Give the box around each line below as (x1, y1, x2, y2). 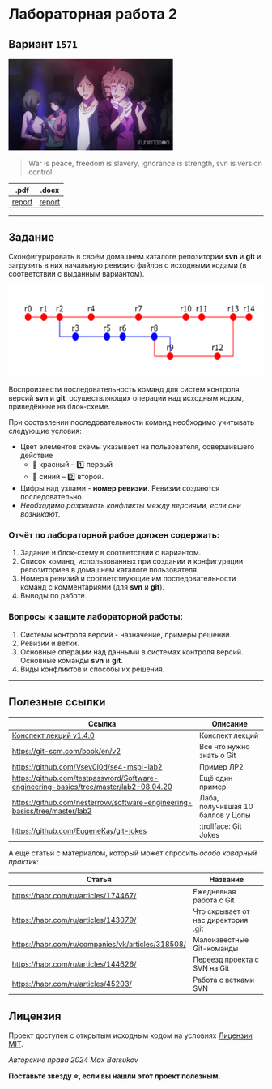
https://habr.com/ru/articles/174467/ (11, 891, 137, 901)
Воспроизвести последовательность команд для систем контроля (8, 384, 240, 394)
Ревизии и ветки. (19, 638, 79, 648)
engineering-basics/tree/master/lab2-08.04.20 (11, 782, 172, 791)
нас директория (193, 915, 249, 924)
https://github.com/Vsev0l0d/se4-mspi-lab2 (11, 761, 164, 771)
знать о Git (199, 751, 236, 761)
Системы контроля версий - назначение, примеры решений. (19, 629, 232, 639)
